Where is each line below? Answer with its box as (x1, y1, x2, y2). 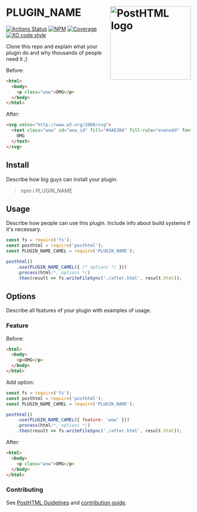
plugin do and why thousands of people (6, 49, 103, 56)
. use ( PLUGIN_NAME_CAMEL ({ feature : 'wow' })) (16, 417, 130, 423)
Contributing (6, 486, 43, 494)
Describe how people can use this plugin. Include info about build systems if (6, 220, 191, 227)
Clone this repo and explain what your (6, 43, 98, 50)
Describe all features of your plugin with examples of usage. (6, 307, 151, 314)
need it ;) (6, 55, 28, 62)
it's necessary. (6, 226, 42, 233)
